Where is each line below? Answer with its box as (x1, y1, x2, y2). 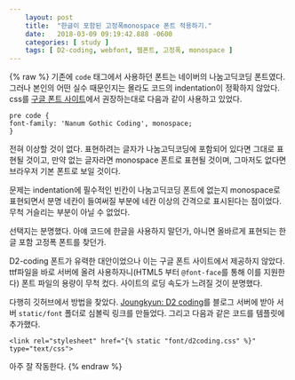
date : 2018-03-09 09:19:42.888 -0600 (25, 29, 173, 38)
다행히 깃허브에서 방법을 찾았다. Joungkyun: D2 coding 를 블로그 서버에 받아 (9, 297, 275, 307)
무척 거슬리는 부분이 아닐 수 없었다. (9, 207, 131, 218)
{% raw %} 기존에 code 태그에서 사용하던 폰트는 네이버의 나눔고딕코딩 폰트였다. (9, 72, 286, 83)
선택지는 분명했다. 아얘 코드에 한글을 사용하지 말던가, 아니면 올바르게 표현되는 (9, 226, 277, 236)
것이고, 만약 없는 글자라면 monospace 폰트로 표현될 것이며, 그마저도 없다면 (25, 154, 287, 165)
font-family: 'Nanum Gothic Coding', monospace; (9, 119, 193, 129)
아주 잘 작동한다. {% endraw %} (9, 361, 123, 372)
